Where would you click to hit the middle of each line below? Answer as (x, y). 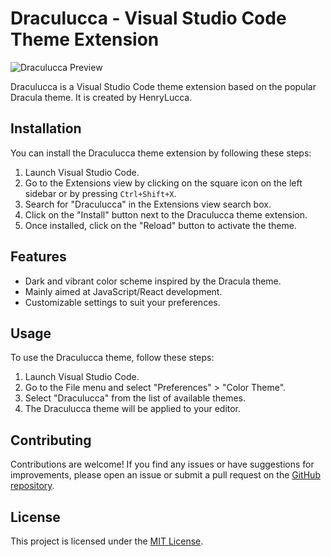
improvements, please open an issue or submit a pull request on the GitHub (165, 475)
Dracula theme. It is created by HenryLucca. (101, 97)
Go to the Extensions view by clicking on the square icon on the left (163, 183)
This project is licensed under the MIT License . (107, 541)
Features (38, 257)
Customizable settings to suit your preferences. (122, 302)
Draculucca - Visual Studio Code (148, 18)
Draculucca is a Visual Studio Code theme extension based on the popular (163, 86)
